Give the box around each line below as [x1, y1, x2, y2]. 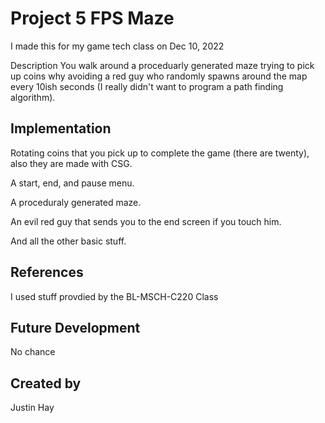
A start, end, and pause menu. [10, 177, 135, 189]
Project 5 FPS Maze [10, 7, 175, 30]
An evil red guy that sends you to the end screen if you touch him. [10, 215, 282, 227]
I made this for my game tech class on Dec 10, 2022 [10, 40, 225, 52]
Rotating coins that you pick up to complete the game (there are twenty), [10, 147, 310, 159]
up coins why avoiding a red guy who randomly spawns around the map [10, 70, 308, 82]
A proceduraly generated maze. [10, 196, 142, 208]
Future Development [10, 319, 141, 336]
